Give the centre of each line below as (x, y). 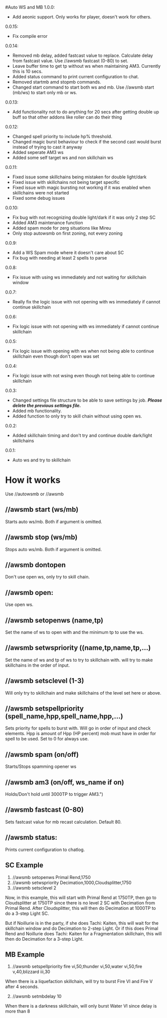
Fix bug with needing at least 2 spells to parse (60, 258)
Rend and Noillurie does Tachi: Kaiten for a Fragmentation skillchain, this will (83, 933)
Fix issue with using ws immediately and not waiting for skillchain (79, 277)
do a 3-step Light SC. (27, 913)
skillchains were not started (41, 193)
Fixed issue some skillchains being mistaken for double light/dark (80, 177)
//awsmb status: (31, 837)
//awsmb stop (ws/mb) (41, 537)
